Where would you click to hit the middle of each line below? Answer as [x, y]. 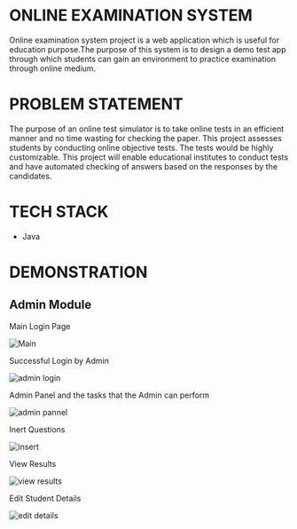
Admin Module [51, 305]
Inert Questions [37, 429]
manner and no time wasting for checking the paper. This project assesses [145, 138]
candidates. [31, 176]
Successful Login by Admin [59, 360]
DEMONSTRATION [78, 272]
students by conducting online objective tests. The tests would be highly [141, 147]
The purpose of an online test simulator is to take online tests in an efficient [147, 129]
